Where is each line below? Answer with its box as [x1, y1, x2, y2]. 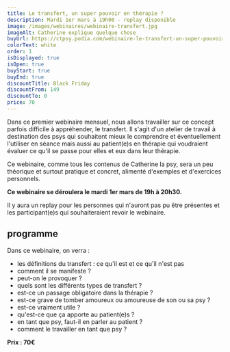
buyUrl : [7, 36, 29, 42]
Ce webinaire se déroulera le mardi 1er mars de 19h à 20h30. [7, 187, 183, 195]
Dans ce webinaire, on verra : [7, 246, 90, 254]
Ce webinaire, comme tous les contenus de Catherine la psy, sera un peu [7, 160, 214, 168]
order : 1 [7, 49, 32, 55]
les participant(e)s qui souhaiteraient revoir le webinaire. [7, 208, 166, 216]
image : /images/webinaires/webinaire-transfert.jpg [7, 23, 157, 29]
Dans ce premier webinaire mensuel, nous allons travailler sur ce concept [7, 118, 214, 126]
